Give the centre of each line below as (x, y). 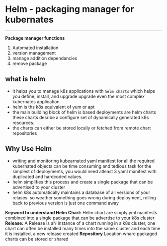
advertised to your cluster (39, 187)
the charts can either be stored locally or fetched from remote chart (82, 128)
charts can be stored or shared (37, 239)
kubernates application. (37, 101)
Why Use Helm (29, 149)
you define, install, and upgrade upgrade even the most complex (79, 96)
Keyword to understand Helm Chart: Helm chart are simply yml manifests (81, 212)
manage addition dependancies (45, 58)
